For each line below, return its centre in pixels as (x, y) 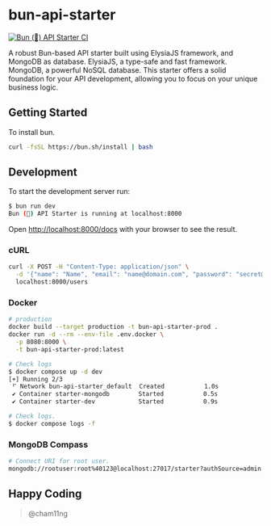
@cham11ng (48, 513)
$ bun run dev (32, 206)
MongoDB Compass (48, 444)
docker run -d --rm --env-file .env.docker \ (86, 335)
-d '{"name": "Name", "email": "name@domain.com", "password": (124, 275)
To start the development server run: (69, 191)
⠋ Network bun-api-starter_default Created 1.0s (115, 387)
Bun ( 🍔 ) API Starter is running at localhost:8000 (95, 214)
